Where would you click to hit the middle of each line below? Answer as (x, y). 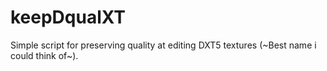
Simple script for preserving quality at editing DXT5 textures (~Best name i (163, 45)
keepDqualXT (68, 17)
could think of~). (44, 55)
